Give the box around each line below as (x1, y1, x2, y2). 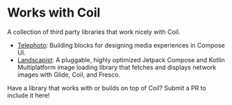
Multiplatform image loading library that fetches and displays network (17, 63, 217, 71)
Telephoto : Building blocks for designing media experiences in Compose (17, 41, 225, 49)
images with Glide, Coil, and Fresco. (17, 70, 120, 79)
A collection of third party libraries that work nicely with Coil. (7, 28, 181, 36)
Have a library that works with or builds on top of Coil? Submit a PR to (7, 84, 206, 92)
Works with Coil (7, 5, 101, 21)
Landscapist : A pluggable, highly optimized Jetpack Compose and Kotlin (17, 55, 226, 64)
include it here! (7, 91, 50, 99)
